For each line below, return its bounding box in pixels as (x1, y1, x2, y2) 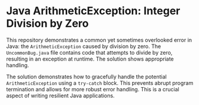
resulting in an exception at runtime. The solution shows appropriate (6, 55, 174, 62)
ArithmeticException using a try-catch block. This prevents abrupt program (6, 79, 194, 87)
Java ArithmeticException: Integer (6, 4, 180, 18)
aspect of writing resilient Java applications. (6, 92, 115, 99)
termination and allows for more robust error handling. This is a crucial (6, 85, 179, 93)
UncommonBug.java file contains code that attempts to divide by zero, (6, 49, 173, 56)
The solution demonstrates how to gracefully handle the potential (6, 73, 167, 80)
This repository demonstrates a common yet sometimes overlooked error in (6, 36, 192, 43)
